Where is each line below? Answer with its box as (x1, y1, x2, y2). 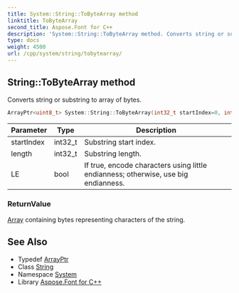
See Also (7, 236, 48, 248)
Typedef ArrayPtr (17, 255, 69, 263)
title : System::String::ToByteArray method (7, 10, 139, 18)
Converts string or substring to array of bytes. (7, 95, 142, 104)
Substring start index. (84, 137, 156, 146)
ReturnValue (7, 199, 51, 209)
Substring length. (84, 149, 142, 159)
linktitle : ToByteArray (7, 17, 78, 24)
